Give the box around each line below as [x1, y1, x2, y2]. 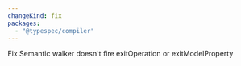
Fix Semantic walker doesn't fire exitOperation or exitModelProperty [7, 49, 234, 59]
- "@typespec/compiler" [15, 27, 94, 35]
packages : [7, 19, 41, 27]
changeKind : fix [7, 11, 62, 20]
